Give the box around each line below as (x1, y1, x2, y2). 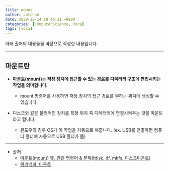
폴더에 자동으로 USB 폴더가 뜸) (25, 133, 86, 139)
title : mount (5, 7, 33, 13)
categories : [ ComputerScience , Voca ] (5, 21, 84, 27)
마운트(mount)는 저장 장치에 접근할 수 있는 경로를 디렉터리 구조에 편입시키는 (12, 76, 161, 82)
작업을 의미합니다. (12, 82, 48, 88)
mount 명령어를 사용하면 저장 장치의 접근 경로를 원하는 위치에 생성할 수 (20, 93, 159, 99)
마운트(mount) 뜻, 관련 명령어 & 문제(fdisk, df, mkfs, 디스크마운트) (20, 155, 151, 161)
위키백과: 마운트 (20, 161, 51, 167)
